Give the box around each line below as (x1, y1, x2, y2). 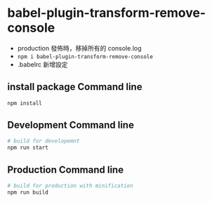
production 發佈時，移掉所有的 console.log (17, 44, 142, 52)
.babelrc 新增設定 (17, 60, 68, 68)
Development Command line (7, 119, 135, 131)
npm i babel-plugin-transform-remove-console (17, 53, 153, 60)
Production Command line (7, 164, 124, 176)
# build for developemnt (7, 138, 80, 145)
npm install (7, 100, 42, 107)
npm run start (7, 144, 49, 152)
